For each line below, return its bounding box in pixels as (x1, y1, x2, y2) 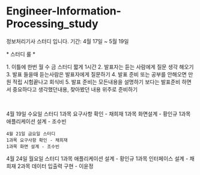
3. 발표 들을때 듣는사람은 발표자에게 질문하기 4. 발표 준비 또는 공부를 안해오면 (6, 70, 187, 78)
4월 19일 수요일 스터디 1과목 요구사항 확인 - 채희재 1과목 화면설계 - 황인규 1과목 (6, 110, 191, 117)
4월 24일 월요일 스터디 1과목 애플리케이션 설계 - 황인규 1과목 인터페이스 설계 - (6, 155, 189, 162)
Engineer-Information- (6, 4, 121, 18)
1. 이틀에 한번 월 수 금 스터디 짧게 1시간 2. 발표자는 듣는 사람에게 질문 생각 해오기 (6, 63, 194, 70)
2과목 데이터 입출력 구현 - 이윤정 (17, 162, 94, 170)
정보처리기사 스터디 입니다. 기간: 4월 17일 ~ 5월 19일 (6, 37, 129, 45)
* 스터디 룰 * (6, 50, 36, 58)
